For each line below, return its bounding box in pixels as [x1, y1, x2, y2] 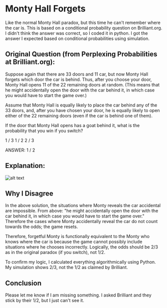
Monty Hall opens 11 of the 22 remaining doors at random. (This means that [5, 81, 160, 87]
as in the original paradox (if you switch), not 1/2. [5, 249, 106, 255]
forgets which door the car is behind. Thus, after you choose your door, [5, 76, 152, 82]
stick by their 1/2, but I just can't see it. [5, 297, 85, 303]
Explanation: [5, 161, 45, 170]
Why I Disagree [5, 189, 54, 197]
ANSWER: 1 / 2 [5, 147, 35, 153]
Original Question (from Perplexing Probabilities [5, 50, 158, 58]
